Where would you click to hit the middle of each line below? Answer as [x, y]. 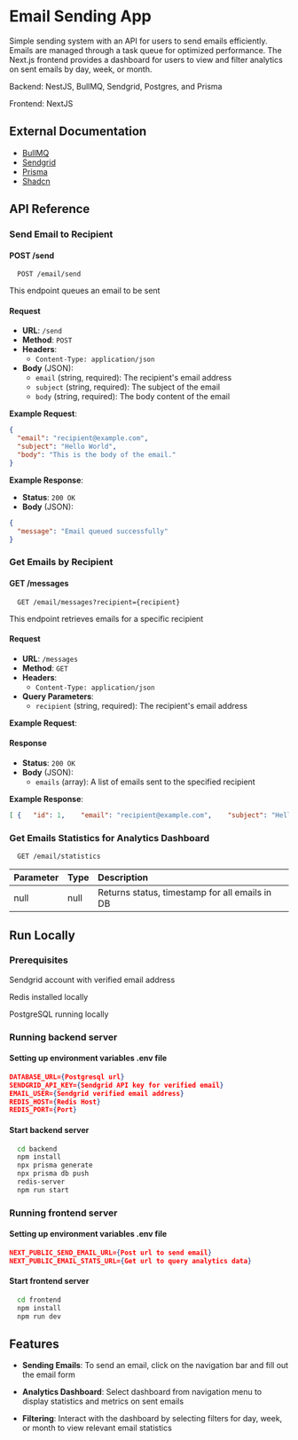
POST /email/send [49, 274]
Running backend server [63, 1037]
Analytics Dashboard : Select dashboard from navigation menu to [142, 1392]
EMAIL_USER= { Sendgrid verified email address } [97, 1093]
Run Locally [42, 935]
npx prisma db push [53, 1174]
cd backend [37, 1149]
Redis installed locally [49, 996]
